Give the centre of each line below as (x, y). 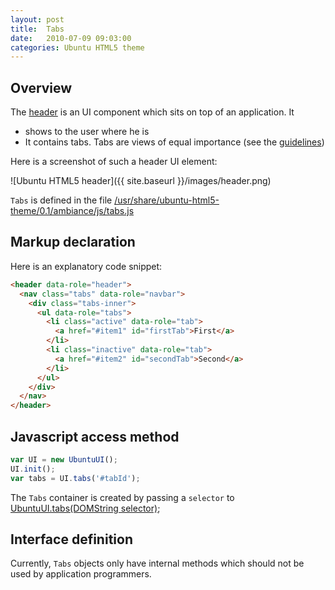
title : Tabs (37, 29)
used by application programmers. (81, 574)
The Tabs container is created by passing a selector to (122, 497)
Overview (41, 87)
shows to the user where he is (87, 132)
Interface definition (71, 539)
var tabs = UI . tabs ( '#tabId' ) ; (75, 478)
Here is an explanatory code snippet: (86, 266)
